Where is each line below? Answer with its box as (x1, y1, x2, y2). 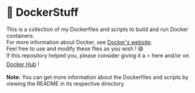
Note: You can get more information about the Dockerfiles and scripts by (6, 73, 189, 81)
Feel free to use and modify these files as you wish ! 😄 (6, 45, 144, 52)
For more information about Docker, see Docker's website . (6, 38, 152, 46)
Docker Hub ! (6, 60, 39, 67)
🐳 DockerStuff (6, 5, 79, 19)
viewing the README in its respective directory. (6, 80, 126, 87)
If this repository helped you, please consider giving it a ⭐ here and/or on (6, 52, 190, 59)
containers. (6, 32, 35, 39)
